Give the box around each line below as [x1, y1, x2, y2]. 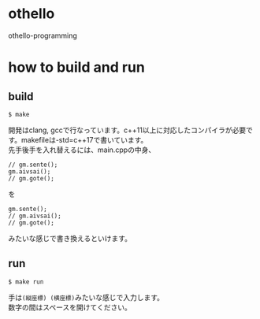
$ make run [8, 277, 44, 286]
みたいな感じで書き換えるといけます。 [8, 233, 132, 243]
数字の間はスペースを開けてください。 [8, 302, 132, 312]
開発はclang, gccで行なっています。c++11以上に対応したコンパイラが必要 [8, 125, 247, 135]
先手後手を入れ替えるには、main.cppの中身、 [8, 145, 156, 154]
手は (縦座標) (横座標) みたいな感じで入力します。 [8, 292, 164, 302]
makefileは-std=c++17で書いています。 [20, 135, 148, 144]
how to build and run [8, 58, 146, 76]
